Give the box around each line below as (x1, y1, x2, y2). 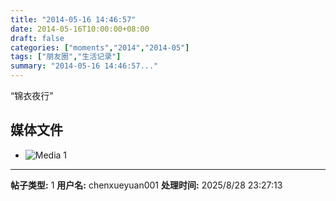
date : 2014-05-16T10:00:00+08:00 (10, 24, 150, 34)
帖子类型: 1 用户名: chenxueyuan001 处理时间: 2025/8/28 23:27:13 (10, 179, 283, 191)
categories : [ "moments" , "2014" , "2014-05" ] (10, 42, 190, 53)
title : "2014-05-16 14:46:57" (10, 14, 137, 25)
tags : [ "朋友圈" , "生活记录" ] (10, 52, 122, 62)
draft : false (10, 33, 65, 43)
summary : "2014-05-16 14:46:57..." (10, 61, 159, 71)
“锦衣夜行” (10, 90, 54, 101)
